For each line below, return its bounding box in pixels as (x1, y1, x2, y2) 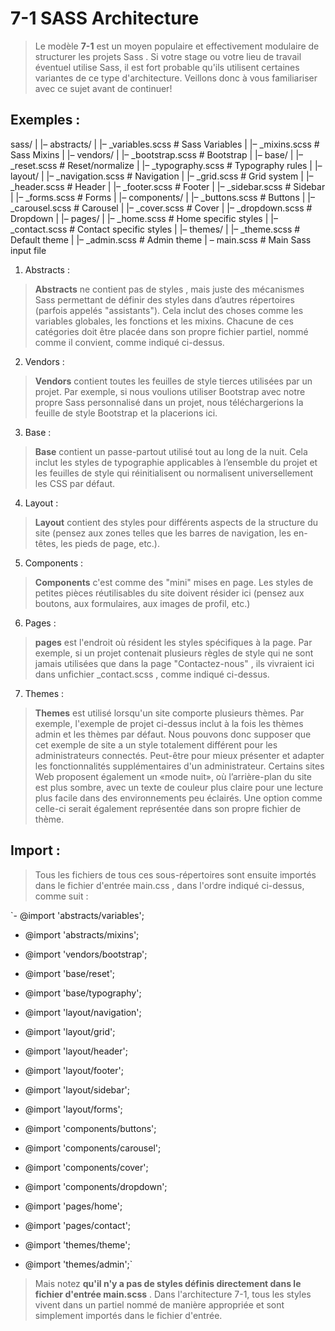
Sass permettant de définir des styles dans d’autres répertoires (34, 293, 295, 306)
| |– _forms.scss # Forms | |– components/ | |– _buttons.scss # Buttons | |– (10, 191, 315, 203)
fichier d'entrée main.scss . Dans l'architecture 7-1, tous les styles (34, 1288, 312, 1300)
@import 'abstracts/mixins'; (24, 928, 140, 941)
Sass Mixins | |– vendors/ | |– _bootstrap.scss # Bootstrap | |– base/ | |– (10, 148, 304, 161)
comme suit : (34, 890, 89, 902)
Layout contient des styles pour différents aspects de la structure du (34, 516, 319, 528)
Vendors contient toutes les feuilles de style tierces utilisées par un (34, 375, 313, 387)
